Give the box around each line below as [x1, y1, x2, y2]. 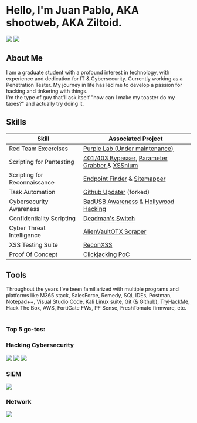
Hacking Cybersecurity [6, 341, 74, 350]
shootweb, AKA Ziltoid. [6, 16, 122, 29]
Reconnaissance [9, 178, 55, 186]
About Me [6, 53, 43, 63]
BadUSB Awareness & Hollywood [83, 197, 175, 206]
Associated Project [108, 135, 163, 143]
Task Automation [9, 187, 56, 196]
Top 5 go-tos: [6, 325, 46, 334]
